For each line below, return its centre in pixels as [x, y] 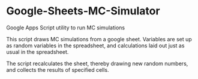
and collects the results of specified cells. [58, 69]
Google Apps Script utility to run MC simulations [65, 28]
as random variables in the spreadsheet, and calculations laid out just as [95, 45]
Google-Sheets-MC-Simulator [83, 11]
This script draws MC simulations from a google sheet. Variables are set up [99, 39]
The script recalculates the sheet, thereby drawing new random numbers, [97, 63]
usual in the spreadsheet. [37, 51]
